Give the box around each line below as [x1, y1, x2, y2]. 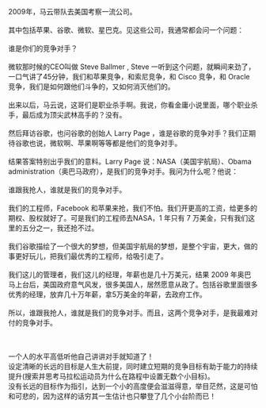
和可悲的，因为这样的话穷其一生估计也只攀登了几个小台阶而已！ [8, 391, 216, 401]
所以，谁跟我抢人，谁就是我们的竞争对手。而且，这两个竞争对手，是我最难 [8, 308, 251, 318]
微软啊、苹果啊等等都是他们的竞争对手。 [49, 138, 182, 148]
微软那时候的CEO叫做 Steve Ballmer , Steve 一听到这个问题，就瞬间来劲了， [8, 62, 256, 71]
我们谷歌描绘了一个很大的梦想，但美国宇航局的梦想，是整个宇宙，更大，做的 [8, 241, 258, 251]
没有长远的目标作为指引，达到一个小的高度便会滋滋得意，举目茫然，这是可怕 [8, 382, 258, 391]
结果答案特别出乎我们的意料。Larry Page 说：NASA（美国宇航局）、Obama [8, 157, 252, 166]
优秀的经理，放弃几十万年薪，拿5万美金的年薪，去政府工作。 [8, 290, 207, 299]
